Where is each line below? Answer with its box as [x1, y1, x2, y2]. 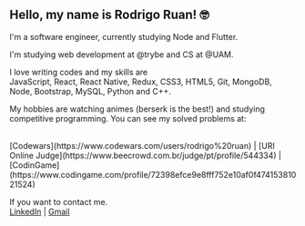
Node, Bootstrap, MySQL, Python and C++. [9, 85, 171, 96]
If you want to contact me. [9, 196, 108, 207]
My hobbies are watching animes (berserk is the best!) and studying [9, 103, 266, 114]
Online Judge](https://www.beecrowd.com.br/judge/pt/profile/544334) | [9, 150, 282, 161]
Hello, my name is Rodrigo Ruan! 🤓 [9, 7, 209, 23]
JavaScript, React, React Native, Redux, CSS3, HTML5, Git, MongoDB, [9, 76, 273, 87]
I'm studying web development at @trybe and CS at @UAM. [9, 49, 234, 60]
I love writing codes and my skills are [9, 66, 148, 77]
